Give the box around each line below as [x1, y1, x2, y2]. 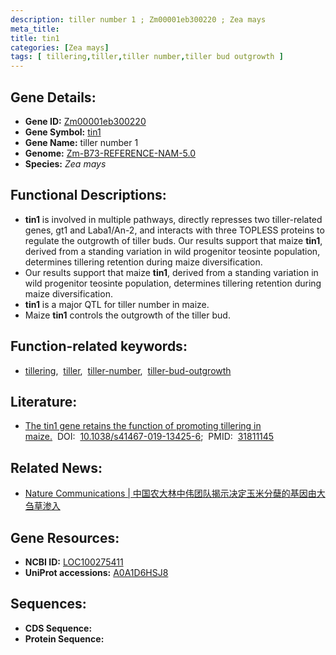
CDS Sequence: [24, 622, 93, 634]
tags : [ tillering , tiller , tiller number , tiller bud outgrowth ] [10, 52, 284, 62]
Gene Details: [10, 89, 97, 106]
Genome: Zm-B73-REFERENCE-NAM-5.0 [24, 147, 197, 159]
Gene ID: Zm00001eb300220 [24, 115, 147, 127]
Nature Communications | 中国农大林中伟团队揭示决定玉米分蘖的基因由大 [24, 487, 326, 500]
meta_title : [10, 24, 60, 34]
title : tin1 [10, 33, 60, 43]
